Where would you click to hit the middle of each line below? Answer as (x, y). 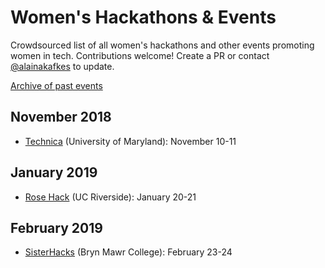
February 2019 (56, 227)
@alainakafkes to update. (62, 66)
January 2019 (54, 172)
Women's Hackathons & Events (143, 17)
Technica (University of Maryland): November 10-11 (130, 141)
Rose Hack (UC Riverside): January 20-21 (110, 197)
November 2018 (61, 117)
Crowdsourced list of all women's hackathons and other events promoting (162, 45)
